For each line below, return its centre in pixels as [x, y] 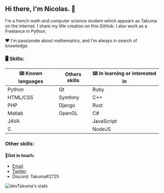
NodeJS [102, 129]
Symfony [69, 97]
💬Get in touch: [20, 155]
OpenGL [68, 114]
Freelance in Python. [26, 31]
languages [31, 81]
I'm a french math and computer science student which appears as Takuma [81, 20]
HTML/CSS [20, 97]
